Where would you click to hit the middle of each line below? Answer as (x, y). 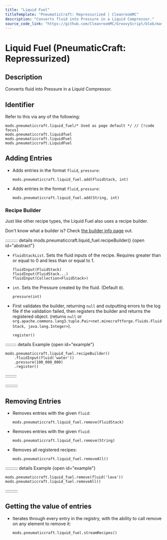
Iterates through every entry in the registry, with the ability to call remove (87, 518)
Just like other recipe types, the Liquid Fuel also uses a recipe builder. (77, 221)
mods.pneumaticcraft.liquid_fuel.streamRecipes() (65, 533)
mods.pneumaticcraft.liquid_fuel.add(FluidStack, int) (70, 180)
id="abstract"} (20, 246)
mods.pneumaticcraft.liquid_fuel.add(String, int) (66, 198)
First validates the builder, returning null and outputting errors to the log (86, 306)
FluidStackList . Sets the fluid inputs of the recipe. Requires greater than (86, 255)
